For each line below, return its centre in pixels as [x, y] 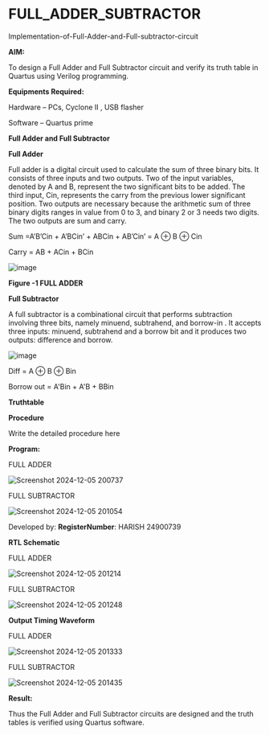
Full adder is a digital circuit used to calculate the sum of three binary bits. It [134, 169]
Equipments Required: [46, 91]
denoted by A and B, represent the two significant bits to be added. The [127, 187]
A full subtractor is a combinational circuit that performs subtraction [120, 314]
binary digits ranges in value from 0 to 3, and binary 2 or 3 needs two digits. [134, 212]
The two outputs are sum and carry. [67, 220]
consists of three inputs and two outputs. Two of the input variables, [121, 178]
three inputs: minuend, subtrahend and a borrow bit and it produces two [128, 331]
